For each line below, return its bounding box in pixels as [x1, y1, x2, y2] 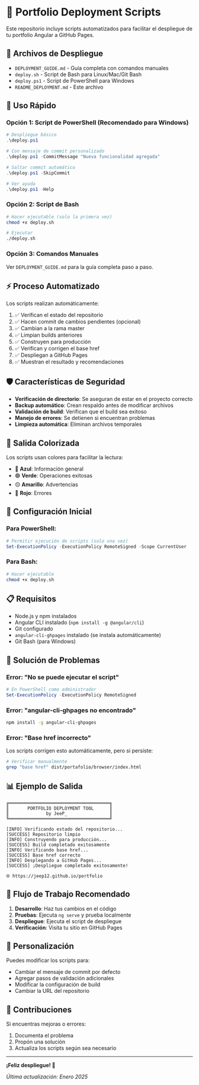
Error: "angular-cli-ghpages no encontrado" [6, 706, 136, 714]
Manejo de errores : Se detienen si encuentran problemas [14, 415, 155, 422]
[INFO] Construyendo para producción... [6, 836, 108, 842]
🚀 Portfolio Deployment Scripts [6, 5, 161, 19]
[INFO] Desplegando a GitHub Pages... [6, 857, 102, 863]
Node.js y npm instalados [14, 613, 77, 620]
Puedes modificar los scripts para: [6, 957, 90, 964]
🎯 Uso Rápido [6, 101, 56, 111]
